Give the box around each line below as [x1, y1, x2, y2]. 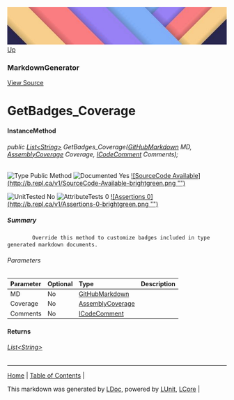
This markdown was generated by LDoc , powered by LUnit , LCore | [7, 385, 201, 393]
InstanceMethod [7, 126, 56, 135]
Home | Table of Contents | [7, 371, 85, 380]
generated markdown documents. [7, 242, 98, 249]
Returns [7, 327, 31, 335]
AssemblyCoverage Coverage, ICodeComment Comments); [7, 150, 179, 158]
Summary [7, 216, 37, 224]
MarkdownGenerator [7, 63, 80, 73]
